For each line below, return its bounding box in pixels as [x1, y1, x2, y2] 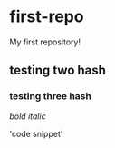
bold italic [9, 111, 47, 122]
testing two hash [9, 63, 107, 78]
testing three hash [9, 90, 92, 103]
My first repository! [9, 36, 81, 47]
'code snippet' [9, 128, 63, 139]
